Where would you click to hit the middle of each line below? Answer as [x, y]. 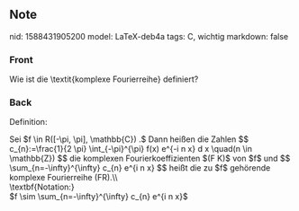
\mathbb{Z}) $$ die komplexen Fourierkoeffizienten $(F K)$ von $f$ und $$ [150, 158]
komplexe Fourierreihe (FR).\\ [63, 178]
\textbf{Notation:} [42, 187]
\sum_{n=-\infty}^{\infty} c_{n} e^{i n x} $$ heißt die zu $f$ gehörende [140, 168]
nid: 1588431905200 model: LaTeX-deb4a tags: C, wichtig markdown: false [149, 36]
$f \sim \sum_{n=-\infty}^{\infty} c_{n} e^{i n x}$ [99, 197]
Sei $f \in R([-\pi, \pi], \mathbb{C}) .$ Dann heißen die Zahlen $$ [129, 139]
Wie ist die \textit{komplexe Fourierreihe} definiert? [104, 79]
